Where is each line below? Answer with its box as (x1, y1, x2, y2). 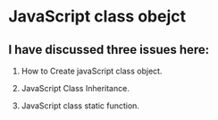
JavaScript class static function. (21, 100, 140, 111)
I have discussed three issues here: (8, 42, 210, 57)
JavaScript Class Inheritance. (21, 83, 130, 93)
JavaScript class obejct (8, 6, 187, 27)
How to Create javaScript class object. (21, 65, 163, 76)
